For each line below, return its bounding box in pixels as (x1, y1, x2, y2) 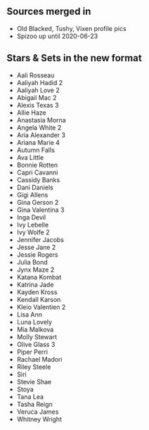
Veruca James (16, 407, 59, 416)
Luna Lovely (16, 317, 53, 326)
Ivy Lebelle (16, 220, 49, 229)
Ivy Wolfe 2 (16, 228, 50, 236)
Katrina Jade (16, 280, 54, 289)
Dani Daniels (16, 183, 53, 191)
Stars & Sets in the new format (6, 52, 142, 64)
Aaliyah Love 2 (16, 86, 60, 94)
